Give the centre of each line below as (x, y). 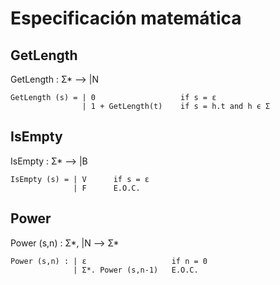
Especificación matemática (126, 18)
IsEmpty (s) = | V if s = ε (80, 179)
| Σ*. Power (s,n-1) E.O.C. (136, 270)
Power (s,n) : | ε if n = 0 (109, 261)
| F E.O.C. (107, 188)
